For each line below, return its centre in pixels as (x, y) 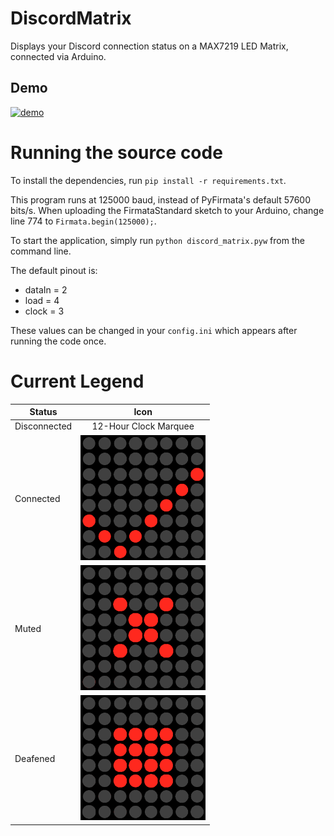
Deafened (35, 759)
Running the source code (116, 152)
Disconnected (43, 426)
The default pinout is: (54, 270)
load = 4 (42, 300)
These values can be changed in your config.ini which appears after (154, 330)
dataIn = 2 (46, 289)
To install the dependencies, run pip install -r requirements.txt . (148, 180)
